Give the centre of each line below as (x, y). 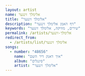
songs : (12, 47)
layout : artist (21, 10)
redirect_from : (21, 38)
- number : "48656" (29, 51)
